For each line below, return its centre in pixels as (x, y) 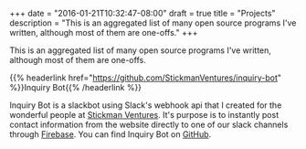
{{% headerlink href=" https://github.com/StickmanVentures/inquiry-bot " (145, 78)
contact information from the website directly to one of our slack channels (149, 124)
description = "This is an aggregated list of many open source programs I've (153, 23)
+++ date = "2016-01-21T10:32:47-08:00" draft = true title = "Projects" (142, 13)
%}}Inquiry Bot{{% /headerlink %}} (76, 87)
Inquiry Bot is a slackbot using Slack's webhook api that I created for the (146, 105)
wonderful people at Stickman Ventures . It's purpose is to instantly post (144, 115)
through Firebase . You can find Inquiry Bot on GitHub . (111, 134)
